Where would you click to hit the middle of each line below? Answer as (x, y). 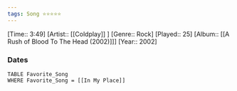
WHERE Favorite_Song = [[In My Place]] (67, 80)
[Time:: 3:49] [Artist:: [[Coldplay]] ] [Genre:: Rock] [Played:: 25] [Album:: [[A (118, 34)
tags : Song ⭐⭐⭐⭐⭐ (35, 14)
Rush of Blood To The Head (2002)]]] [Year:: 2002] (83, 41)
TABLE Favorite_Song (38, 74)
